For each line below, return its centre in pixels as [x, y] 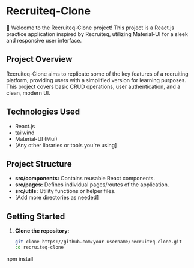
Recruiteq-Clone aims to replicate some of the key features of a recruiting [97, 74]
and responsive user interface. [44, 40]
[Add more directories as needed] [57, 198]
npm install [20, 258]
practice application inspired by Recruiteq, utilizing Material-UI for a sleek [97, 34]
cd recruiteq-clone [39, 248]
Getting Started [36, 216]
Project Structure [39, 164]
